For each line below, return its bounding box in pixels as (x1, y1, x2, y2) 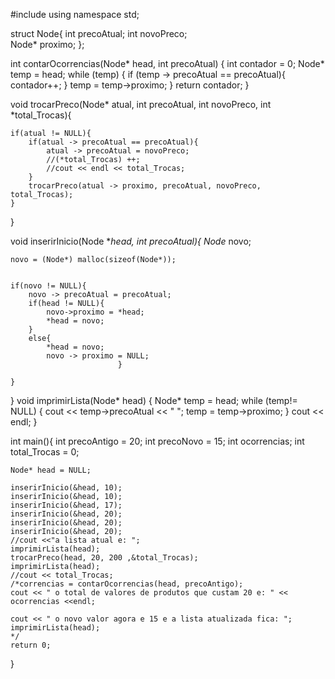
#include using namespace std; (10, 9, 140, 20)
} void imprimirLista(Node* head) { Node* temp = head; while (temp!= (10, 395, 298, 406)
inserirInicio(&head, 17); (10, 500, 123, 510)
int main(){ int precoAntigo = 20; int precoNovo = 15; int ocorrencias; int (10, 435, 305, 447)
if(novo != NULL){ (10, 281, 87, 291)
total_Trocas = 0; (10, 446, 80, 458)
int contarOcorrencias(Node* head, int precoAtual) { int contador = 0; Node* (10, 58, 325, 69)
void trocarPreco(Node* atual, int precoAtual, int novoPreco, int (10, 99, 272, 110)
